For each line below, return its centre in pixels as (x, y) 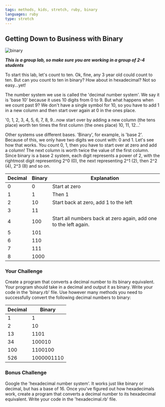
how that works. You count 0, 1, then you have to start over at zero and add (81, 145)
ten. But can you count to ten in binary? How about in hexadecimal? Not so (81, 80)
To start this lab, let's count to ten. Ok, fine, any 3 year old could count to (79, 75)
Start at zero (67, 186)
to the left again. (71, 225)
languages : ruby (22, 14)
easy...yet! (15, 85)
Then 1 (60, 195)
